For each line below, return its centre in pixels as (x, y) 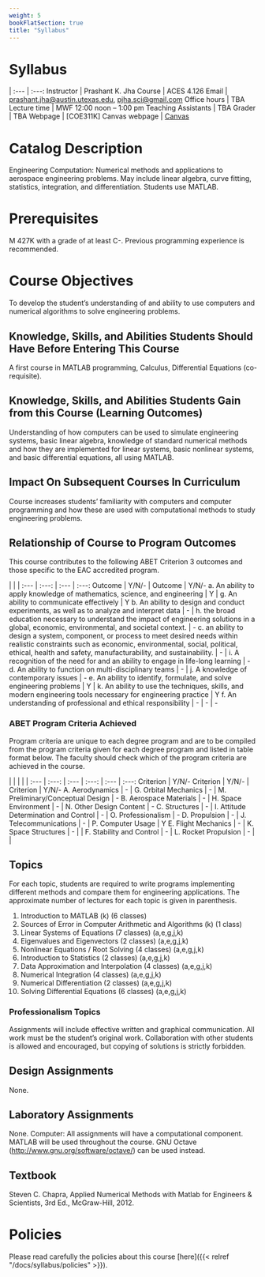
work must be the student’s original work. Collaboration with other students (131, 1038)
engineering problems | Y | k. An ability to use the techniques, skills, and (126, 686)
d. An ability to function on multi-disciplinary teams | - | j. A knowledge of (128, 669)
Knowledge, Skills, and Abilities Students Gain (125, 401)
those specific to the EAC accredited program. (84, 571)
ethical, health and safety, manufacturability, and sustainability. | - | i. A (124, 653)
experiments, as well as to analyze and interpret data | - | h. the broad (122, 611)
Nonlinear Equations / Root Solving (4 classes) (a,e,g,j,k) (112, 950)
